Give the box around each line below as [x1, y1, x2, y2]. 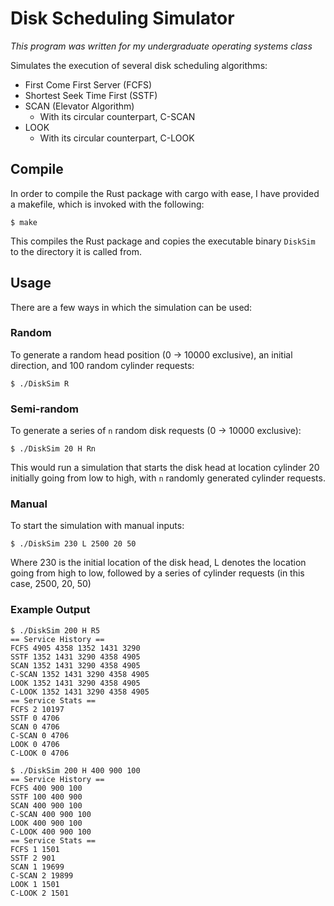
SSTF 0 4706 [10, 713, 60, 723]
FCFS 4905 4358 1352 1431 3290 [10, 643, 141, 653]
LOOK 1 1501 [10, 879, 60, 889]
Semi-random [10, 402, 79, 416]
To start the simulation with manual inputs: [10, 520, 185, 532]
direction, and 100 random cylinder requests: [10, 359, 195, 371]
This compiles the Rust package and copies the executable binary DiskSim [10, 235, 316, 247]
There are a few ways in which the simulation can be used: [10, 301, 253, 313]
